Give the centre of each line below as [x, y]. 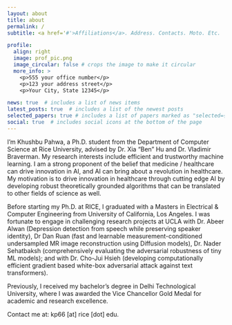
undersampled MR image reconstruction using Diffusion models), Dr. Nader [114, 243]
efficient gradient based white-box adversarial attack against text [100, 265]
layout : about [28, 13]
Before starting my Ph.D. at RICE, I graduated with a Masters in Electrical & [113, 206]
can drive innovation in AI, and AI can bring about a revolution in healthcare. [115, 171]
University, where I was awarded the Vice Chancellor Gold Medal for [104, 293]
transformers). [28, 272]
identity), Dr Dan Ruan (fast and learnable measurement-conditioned [105, 236]
